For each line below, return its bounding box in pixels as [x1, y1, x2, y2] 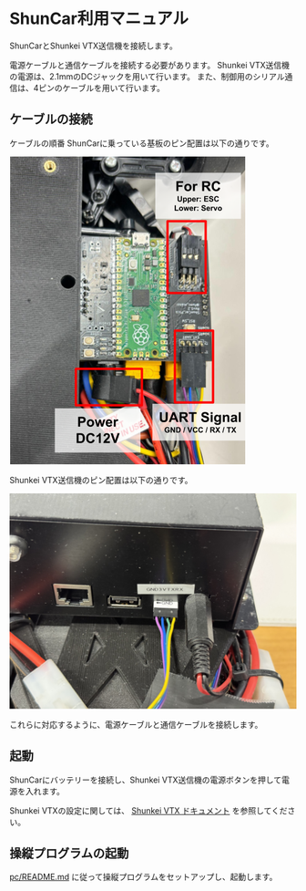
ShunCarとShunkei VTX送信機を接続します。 [9, 40, 178, 51]
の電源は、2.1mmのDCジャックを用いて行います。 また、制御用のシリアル [9, 70, 285, 82]
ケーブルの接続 [9, 111, 93, 128]
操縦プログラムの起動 [9, 845, 129, 861]
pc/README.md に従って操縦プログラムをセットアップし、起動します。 [9, 872, 278, 883]
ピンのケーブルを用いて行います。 [38, 82, 166, 93]
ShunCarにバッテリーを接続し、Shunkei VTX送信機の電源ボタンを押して [9, 774, 282, 785]
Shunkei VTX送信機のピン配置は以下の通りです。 [9, 474, 193, 485]
